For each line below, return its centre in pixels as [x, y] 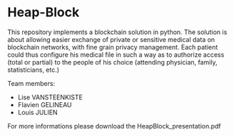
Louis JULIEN [38, 112]
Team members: [31, 83]
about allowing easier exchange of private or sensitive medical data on [111, 39]
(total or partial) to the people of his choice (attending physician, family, [112, 62]
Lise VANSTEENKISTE [50, 97]
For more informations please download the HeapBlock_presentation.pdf [114, 126]
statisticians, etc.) [33, 70]
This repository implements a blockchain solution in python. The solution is [117, 32]
